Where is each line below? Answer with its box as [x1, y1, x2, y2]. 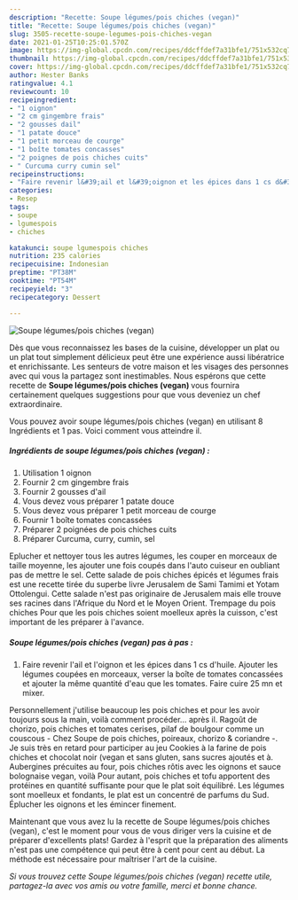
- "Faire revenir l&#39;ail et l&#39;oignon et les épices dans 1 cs [9, 178, 272, 187]
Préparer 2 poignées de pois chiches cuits [21, 524, 177, 535]
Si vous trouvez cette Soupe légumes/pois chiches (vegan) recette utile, [9, 871, 273, 882]
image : [9, 46, 34, 55]
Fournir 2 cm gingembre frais [21, 477, 129, 488]
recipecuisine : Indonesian [9, 260, 109, 269]
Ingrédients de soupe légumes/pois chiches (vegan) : [9, 445, 210, 457]
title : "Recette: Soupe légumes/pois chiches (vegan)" [9, 21, 216, 30]
